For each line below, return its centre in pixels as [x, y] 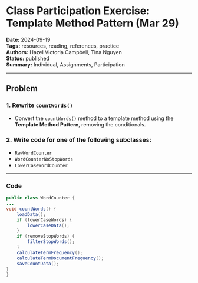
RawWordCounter [33, 153]
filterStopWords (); [51, 242]
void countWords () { [32, 209]
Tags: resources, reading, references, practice [63, 46]
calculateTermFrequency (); [50, 252]
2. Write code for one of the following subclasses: [79, 139]
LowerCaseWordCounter [41, 165]
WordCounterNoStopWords [44, 159]
